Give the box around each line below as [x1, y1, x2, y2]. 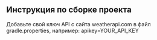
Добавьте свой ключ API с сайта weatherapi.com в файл [6, 20, 151, 27]
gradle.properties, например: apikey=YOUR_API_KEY [6, 27, 139, 34]
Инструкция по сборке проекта [6, 5, 132, 15]
